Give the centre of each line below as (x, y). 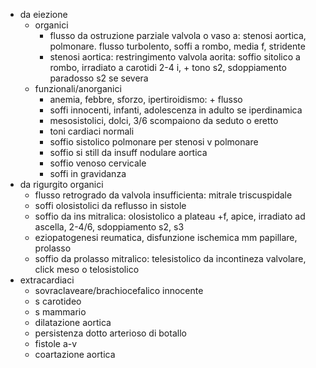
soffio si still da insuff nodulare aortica (128, 152)
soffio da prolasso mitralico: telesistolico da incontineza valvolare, (170, 258)
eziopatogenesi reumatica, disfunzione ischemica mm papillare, (166, 237)
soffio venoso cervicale (98, 163)
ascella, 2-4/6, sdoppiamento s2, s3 (109, 227)
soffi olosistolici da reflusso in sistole (110, 205)
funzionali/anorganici (78, 88)
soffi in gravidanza (88, 173)
